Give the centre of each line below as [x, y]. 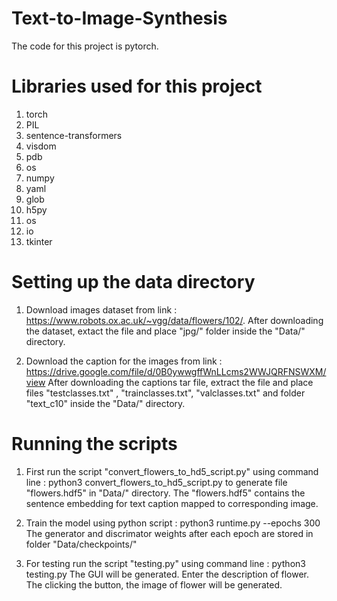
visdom [41, 146]
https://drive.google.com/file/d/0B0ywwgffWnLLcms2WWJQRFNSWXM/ [176, 371]
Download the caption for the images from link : [124, 361]
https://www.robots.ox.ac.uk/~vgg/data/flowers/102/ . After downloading [174, 320]
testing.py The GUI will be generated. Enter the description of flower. [167, 574]
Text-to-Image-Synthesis [119, 18]
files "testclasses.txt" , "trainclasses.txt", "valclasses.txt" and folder [165, 393]
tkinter [39, 241]
